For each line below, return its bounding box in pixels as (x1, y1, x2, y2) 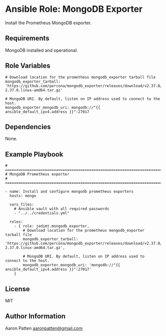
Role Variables (5, 62, 50, 70)
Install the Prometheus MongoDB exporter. (5, 20, 92, 26)
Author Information (5, 312, 66, 321)
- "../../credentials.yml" (14, 211, 70, 216)
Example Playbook (5, 150, 63, 159)
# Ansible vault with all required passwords (14, 207, 110, 211)
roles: (9, 219, 23, 224)
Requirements (5, 34, 49, 42)
